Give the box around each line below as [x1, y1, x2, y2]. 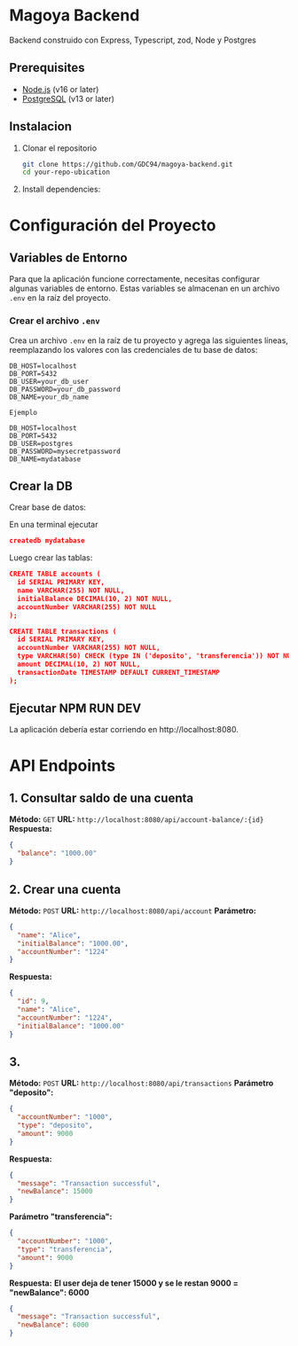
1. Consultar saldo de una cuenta [9, 791, 193, 806]
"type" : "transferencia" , [17, 1245, 114, 1254]
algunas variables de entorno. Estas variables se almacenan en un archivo [9, 283, 280, 293]
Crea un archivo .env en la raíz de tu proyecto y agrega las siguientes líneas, [9, 334, 288, 346]
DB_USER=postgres [9, 439, 74, 448]
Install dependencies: [21, 184, 101, 195]
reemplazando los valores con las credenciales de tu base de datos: [9, 344, 258, 355]
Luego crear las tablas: [9, 552, 93, 563]
